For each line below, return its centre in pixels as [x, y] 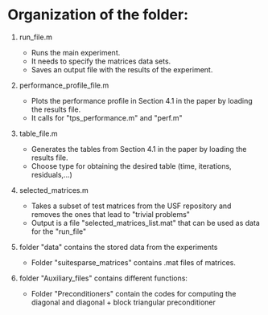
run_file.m [36, 37]
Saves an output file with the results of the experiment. [122, 69]
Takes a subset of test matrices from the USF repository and [131, 206]
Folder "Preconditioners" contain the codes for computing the [134, 293]
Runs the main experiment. [76, 52]
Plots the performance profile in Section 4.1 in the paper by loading [142, 100]
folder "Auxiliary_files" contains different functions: [103, 278]
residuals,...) [52, 174]
